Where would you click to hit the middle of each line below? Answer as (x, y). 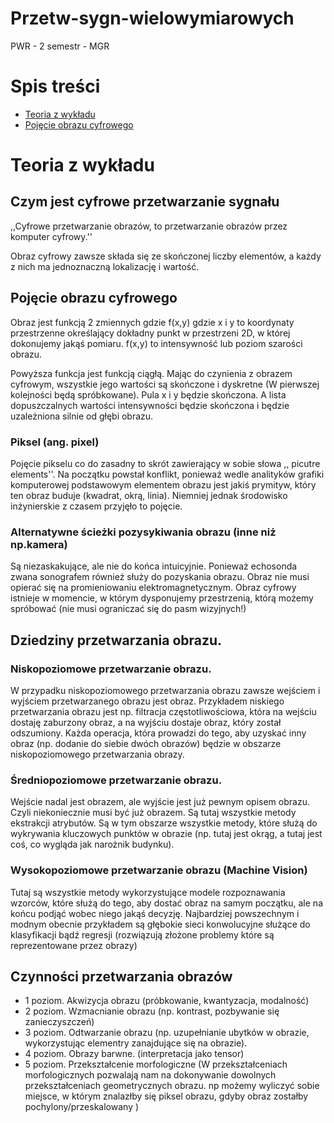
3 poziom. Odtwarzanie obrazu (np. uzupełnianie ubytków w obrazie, (167, 1033)
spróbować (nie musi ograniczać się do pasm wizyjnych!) (128, 609)
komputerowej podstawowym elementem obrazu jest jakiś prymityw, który (163, 484)
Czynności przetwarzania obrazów (121, 976)
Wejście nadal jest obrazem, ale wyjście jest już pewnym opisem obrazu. (160, 802)
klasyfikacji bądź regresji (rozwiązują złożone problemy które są (142, 934)
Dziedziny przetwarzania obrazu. (116, 640)
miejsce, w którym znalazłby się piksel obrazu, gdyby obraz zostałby (166, 1096)
